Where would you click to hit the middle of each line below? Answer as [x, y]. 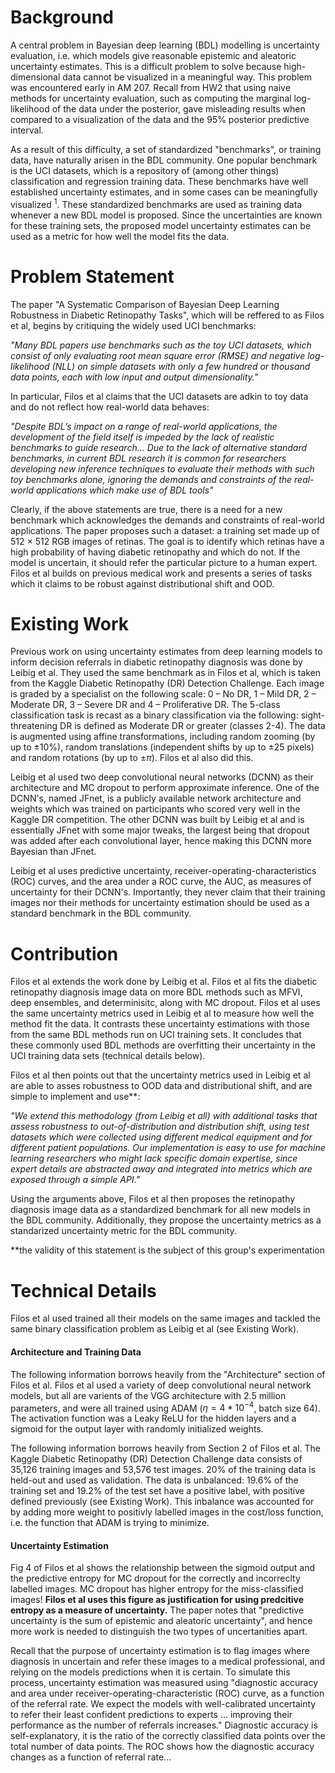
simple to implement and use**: [75, 1097]
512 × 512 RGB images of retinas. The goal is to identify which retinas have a [167, 541]
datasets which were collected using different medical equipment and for [161, 1137]
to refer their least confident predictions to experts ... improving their [151, 1715]
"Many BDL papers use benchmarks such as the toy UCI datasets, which [161, 345]
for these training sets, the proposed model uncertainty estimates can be [161, 225]
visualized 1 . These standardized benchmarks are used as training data [156, 203]
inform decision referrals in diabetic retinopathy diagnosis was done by [156, 662]
